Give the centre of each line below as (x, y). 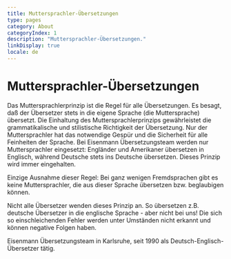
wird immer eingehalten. (41, 164)
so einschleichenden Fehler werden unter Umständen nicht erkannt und (109, 220)
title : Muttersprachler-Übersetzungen (63, 13)
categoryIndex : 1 (32, 33)
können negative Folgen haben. (52, 227)
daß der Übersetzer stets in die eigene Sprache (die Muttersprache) (103, 113)
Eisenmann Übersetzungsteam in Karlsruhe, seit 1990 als (88, 241)
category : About (30, 26)
